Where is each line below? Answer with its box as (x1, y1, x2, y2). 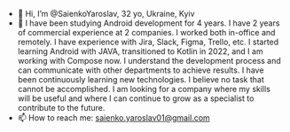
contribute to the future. (17, 103, 106, 113)
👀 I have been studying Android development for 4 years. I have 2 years (17, 18, 280, 28)
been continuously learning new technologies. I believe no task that (17, 74, 264, 84)
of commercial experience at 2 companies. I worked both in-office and (17, 27, 276, 37)
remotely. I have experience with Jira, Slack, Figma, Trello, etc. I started (17, 36, 279, 47)
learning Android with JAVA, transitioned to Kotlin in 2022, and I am (17, 46, 263, 57)
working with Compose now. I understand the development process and (17, 56, 281, 66)
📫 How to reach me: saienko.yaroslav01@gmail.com (17, 113, 210, 123)
